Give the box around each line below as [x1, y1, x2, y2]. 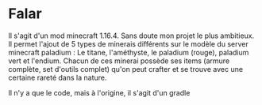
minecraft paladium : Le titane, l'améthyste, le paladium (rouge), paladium [8, 47, 249, 57]
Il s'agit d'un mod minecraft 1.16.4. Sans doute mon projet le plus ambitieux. [8, 31, 255, 40]
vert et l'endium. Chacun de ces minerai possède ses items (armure [8, 56, 230, 66]
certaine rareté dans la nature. [8, 73, 107, 82]
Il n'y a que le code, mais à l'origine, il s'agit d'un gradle [8, 88, 191, 97]
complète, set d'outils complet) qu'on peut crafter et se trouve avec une [8, 64, 244, 73]
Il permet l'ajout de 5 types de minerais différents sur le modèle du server [8, 39, 249, 48]
